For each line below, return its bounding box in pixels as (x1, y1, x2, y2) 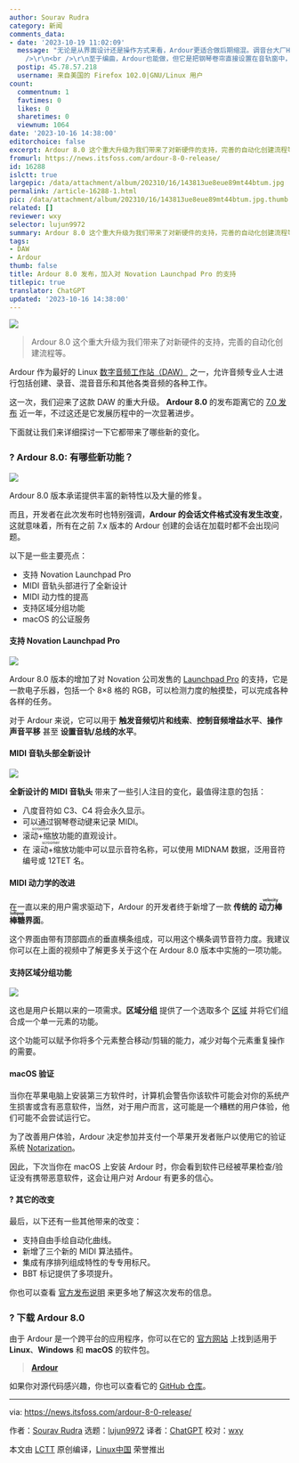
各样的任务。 (9, 695, 56, 706)
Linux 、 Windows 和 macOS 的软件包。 (9, 1345, 155, 1355)
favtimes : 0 (17, 95, 62, 105)
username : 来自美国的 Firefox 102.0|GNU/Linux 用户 (17, 71, 204, 80)
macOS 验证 (9, 1069, 55, 1079)
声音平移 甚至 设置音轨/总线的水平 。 (9, 726, 142, 736)
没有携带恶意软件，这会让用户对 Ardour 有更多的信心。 (16, 1172, 219, 1183)
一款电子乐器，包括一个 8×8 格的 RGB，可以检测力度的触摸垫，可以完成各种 (9, 685, 289, 695)
